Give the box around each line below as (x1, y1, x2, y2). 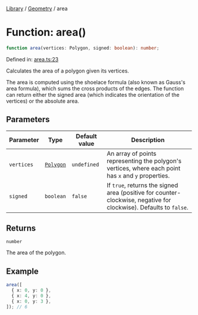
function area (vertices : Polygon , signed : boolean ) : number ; (6, 45, 160, 51)
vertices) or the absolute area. (6, 97, 80, 104)
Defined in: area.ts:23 (6, 55, 59, 63)
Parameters (6, 114, 50, 124)
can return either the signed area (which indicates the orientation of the (6, 91, 180, 98)
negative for (137, 196, 171, 204)
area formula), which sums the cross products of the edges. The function (6, 85, 184, 92)
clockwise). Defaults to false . (107, 203, 189, 211)
